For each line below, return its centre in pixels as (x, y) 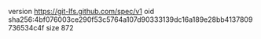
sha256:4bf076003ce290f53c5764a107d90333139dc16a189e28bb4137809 (130, 19)
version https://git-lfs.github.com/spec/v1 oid (81, 11)
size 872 (60, 28)
